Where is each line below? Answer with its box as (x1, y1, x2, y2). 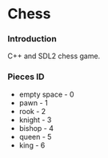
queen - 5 (18, 132, 52, 141)
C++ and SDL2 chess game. (7, 51, 101, 61)
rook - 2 (18, 106, 46, 116)
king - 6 (18, 140, 46, 150)
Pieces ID (7, 71, 45, 82)
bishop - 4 (18, 123, 54, 132)
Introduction (7, 34, 57, 45)
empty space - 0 (18, 89, 74, 99)
